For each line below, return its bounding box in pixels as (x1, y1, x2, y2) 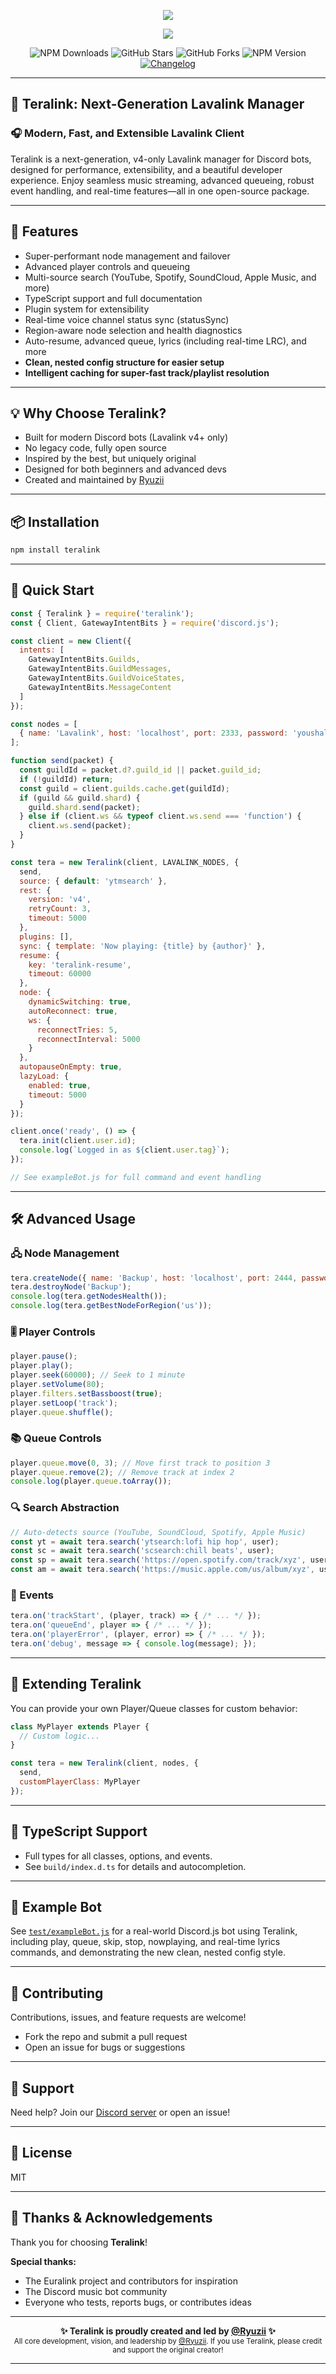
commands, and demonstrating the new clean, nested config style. (10, 1946, 286, 1959)
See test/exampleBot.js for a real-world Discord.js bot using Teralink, (10, 1925, 298, 1937)
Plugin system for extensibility (24, 303, 150, 315)
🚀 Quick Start (10, 582, 95, 599)
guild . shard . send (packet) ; (28, 802, 141, 812)
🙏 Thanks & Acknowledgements (10, 2210, 213, 2227)
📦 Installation (10, 513, 100, 530)
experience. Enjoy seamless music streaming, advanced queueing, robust (10, 174, 315, 186)
